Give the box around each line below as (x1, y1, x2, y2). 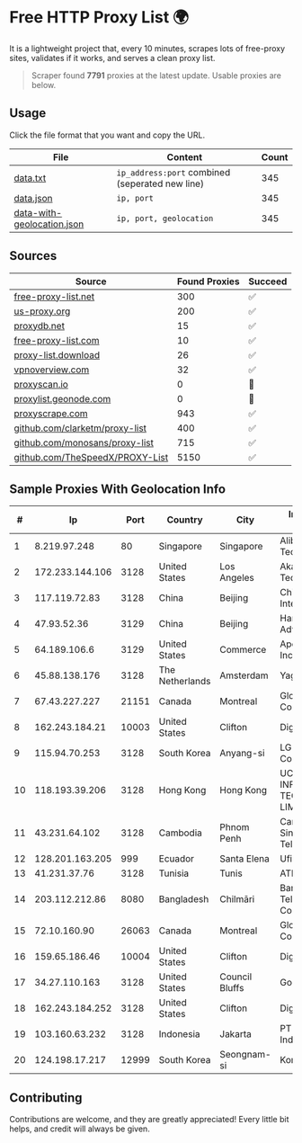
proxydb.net (13, 319, 66, 332)
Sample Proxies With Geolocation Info (9, 481, 226, 496)
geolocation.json (13, 218, 84, 230)
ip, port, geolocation (116, 213, 214, 223)
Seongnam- (219, 1049, 271, 1061)
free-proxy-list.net (13, 290, 95, 302)
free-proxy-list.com (13, 334, 101, 346)
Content (166, 150, 203, 163)
